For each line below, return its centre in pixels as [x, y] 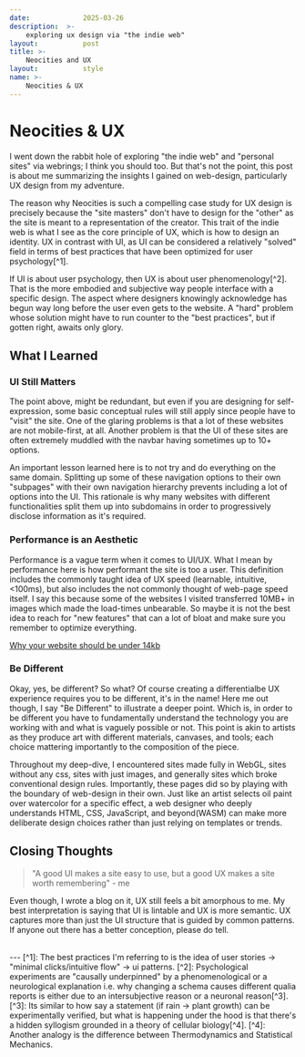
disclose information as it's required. [78, 516]
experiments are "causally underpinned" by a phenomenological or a [138, 976]
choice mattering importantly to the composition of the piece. [124, 746]
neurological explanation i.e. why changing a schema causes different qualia [153, 986]
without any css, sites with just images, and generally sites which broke [143, 774]
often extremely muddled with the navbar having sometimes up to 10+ [141, 440]
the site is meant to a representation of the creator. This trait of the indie [144, 222]
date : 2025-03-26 [67, 18]
